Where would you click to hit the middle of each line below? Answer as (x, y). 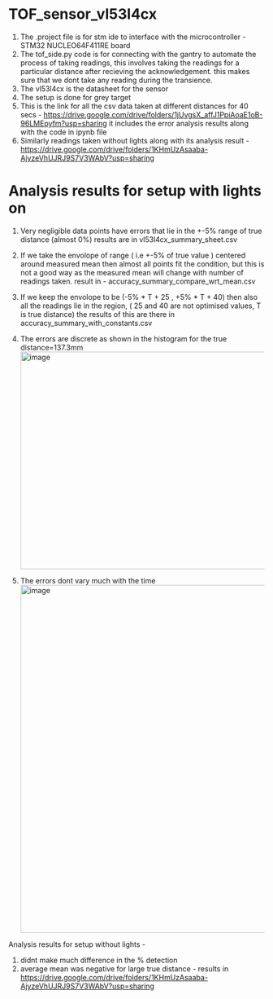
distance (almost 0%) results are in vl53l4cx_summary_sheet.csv (129, 239)
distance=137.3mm (52, 347)
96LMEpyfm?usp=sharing (63, 123)
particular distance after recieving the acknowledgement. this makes (135, 71)
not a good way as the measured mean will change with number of (132, 272)
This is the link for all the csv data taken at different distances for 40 (134, 106)
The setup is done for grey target (76, 97)
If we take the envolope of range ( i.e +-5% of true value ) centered (133, 255)
